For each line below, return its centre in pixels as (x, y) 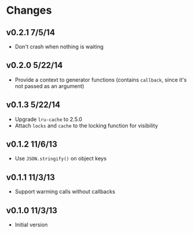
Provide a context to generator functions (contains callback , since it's (101, 80)
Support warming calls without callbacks (65, 192)
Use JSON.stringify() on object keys (61, 159)
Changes (29, 10)
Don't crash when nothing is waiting (59, 46)
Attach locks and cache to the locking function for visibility (86, 125)
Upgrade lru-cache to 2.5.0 (48, 119)
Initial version (31, 225)
